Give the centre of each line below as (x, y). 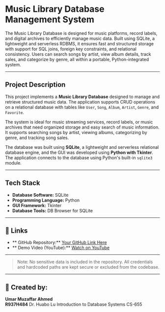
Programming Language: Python (46, 200)
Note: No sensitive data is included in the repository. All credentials (85, 262)
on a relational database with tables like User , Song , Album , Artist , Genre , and (82, 107)
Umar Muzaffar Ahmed (29, 299)
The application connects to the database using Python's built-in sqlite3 (79, 157)
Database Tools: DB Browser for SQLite (53, 210)
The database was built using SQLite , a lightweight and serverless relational (82, 147)
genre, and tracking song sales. (37, 138)
